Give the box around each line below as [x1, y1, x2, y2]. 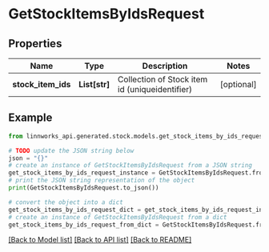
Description [142, 61, 188, 71]
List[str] [78, 79, 110, 90]
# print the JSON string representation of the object [8, 177, 195, 185]
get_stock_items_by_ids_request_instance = [8, 169, 156, 177]
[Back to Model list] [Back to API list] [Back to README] [8, 235, 192, 245]
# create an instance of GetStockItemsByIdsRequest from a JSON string [8, 162, 252, 170]
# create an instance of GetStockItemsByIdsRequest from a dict [8, 213, 227, 221]
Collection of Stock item [117, 74, 208, 85]
